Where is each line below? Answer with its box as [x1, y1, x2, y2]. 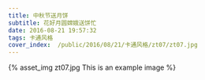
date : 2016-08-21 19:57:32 [8, 26, 97, 34]
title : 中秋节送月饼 [8, 11, 69, 20]
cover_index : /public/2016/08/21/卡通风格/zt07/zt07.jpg [8, 41, 199, 49]
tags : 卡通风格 [8, 33, 54, 42]
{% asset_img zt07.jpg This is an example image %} [8, 63, 177, 72]
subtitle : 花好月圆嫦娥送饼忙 [8, 19, 97, 27]
